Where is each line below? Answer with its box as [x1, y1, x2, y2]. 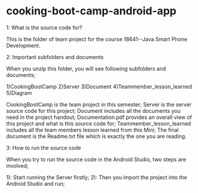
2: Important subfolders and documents [6, 53, 104, 60]
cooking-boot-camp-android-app [6, 4, 177, 18]
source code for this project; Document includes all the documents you [6, 107, 181, 114]
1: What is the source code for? [6, 24, 82, 31]
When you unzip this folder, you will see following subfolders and [6, 65, 166, 72]
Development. [6, 42, 41, 49]
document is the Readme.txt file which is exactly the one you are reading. [6, 133, 187, 140]
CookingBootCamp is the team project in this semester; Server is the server [6, 100, 192, 108]
